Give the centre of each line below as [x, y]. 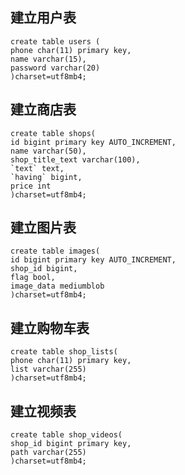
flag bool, [33, 278]
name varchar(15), [48, 59]
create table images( [55, 251]
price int [31, 186]
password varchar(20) [55, 68]
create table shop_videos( [66, 435]
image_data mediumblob [57, 286]
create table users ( [55, 41]
